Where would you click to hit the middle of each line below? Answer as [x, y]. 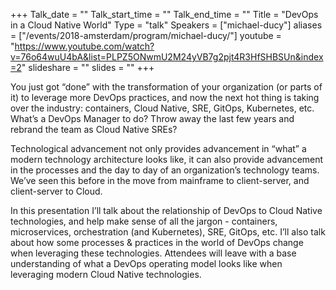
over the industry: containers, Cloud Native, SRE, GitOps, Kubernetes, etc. [162, 108]
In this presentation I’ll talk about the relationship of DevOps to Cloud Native [166, 210]
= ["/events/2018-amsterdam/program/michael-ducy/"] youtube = [146, 35]
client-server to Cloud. [56, 191]
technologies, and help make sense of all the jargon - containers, [144, 221]
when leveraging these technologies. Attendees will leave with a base [153, 253]
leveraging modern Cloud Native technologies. [106, 274]
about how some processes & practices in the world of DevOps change [157, 242]
